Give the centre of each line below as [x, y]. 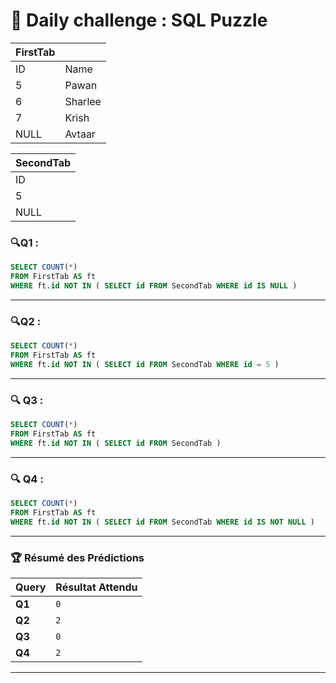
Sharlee [83, 101]
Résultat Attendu [96, 587]
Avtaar [80, 134]
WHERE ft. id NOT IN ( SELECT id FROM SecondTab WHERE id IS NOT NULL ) [163, 522]
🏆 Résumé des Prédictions [77, 557]
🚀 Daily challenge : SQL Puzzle [139, 20]
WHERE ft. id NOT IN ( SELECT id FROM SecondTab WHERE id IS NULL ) [154, 285]
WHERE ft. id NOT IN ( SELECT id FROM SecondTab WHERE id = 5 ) [145, 364]
